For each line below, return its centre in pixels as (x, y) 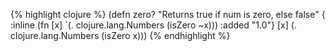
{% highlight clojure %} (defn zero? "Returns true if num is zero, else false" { (168, 14)
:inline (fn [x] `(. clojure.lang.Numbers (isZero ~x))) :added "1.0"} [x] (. (153, 25)
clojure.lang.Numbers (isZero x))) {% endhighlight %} (120, 35)
